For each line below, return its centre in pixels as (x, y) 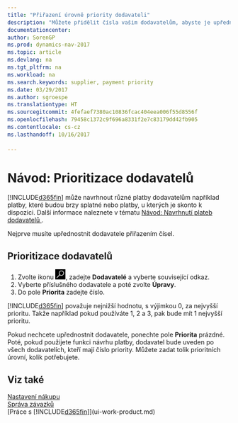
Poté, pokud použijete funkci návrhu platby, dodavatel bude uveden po (111, 342)
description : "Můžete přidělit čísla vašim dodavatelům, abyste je (109, 22)
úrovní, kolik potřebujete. (44, 357)
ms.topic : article (34, 52)
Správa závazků (31, 405)
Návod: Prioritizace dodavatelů (101, 178)
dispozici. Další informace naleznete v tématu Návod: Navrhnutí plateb (110, 213)
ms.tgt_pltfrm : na (34, 67)
